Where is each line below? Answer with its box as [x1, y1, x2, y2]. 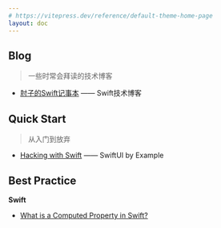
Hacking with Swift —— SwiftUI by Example [19, 150, 164, 161]
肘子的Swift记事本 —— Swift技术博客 [19, 88, 142, 98]
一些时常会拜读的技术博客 [27, 71, 113, 81]
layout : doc [8, 19, 48, 27]
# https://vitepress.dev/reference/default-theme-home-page [8, 11, 214, 20]
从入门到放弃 [27, 134, 70, 145]
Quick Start [8, 112, 66, 125]
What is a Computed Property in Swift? [19, 210, 148, 220]
